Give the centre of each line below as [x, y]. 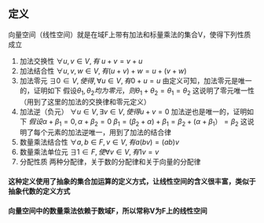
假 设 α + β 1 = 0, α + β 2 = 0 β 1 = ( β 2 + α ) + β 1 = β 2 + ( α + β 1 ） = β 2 [134, 122]
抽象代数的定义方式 [39, 191]
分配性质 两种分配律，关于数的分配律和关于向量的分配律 [110, 162]
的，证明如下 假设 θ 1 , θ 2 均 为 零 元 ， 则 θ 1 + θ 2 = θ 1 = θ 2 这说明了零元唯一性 [137, 91]
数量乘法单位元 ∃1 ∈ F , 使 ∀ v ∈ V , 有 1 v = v [89, 152]
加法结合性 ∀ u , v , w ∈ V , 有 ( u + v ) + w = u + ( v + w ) [103, 71]
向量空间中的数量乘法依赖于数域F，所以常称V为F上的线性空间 [108, 210]
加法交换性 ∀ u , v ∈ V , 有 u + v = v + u [81, 60]
